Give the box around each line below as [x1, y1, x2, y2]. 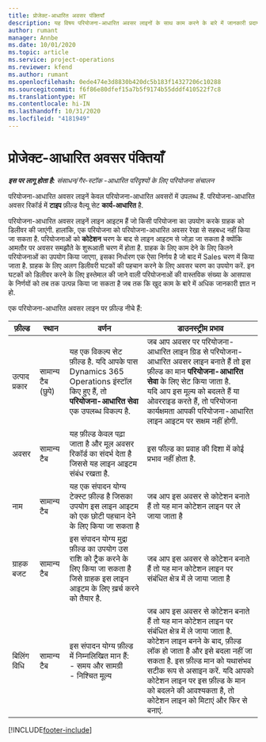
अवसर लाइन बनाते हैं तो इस [173, 356, 251, 367]
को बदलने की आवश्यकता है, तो [146, 685, 235, 696]
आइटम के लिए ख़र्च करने [69, 583, 139, 594]
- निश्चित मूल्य [69, 670, 112, 681]
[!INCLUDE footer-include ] [8, 725, 93, 734]
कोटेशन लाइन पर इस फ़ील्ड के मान [146, 675, 245, 686]
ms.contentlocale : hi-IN [8, 100, 90, 108]
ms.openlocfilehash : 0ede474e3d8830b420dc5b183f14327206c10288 [8, 78, 222, 86]
